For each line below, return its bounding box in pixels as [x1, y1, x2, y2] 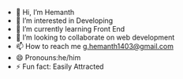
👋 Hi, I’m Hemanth [15, 8, 75, 17]
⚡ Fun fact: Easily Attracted [15, 62, 104, 71]
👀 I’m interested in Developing [15, 16, 114, 25]
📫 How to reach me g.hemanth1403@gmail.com [15, 42, 174, 51]
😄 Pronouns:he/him [15, 53, 81, 62]
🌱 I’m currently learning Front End [15, 24, 125, 33]
